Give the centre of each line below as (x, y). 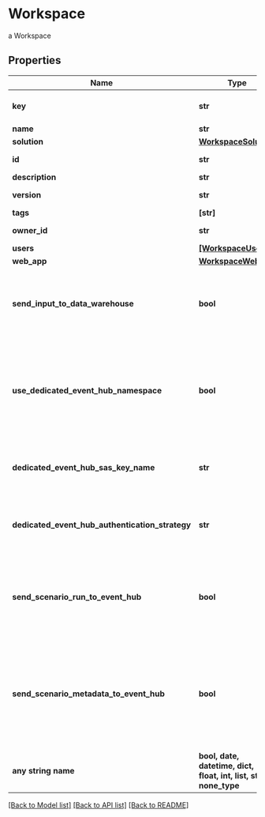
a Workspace (30, 36)
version (27, 194)
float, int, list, (224, 775)
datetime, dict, (226, 766)
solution (28, 141)
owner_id (30, 230)
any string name (43, 770)
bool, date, (218, 755)
